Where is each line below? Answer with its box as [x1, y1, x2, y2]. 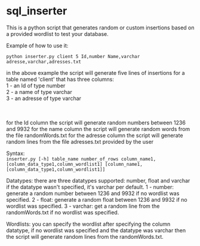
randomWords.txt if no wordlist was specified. [6, 208, 119, 216]
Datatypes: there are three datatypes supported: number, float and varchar [6, 177, 190, 184]
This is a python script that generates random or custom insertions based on [6, 24, 195, 31]
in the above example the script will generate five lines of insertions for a [6, 69, 185, 76]
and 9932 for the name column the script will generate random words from [6, 125, 190, 132]
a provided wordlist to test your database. [6, 30, 109, 37]
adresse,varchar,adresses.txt [6, 59, 82, 65]
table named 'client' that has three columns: [6, 75, 115, 83]
